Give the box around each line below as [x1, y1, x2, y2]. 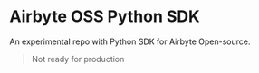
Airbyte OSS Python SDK [9, 6, 201, 27]
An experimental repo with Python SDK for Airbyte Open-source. [9, 36, 251, 47]
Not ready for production [31, 53, 125, 64]
